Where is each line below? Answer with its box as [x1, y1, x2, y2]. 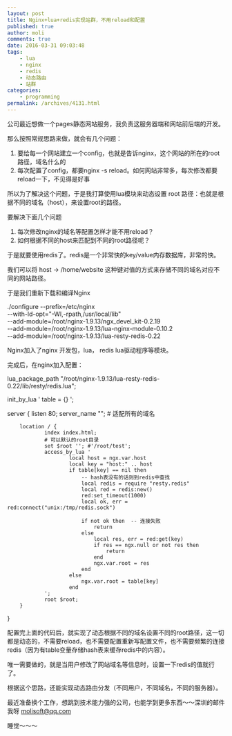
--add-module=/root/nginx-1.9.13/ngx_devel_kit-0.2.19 [7, 317, 161, 325]
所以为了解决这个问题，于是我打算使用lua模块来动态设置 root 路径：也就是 [7, 189, 218, 197]
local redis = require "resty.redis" [81, 480, 190, 487]
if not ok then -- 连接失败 [81, 517, 161, 524]
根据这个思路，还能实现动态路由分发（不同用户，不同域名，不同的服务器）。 [7, 684, 222, 692]
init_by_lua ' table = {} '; [7, 395, 75, 404]
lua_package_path [7, 374, 59, 383]
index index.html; [43, 429, 97, 436]
